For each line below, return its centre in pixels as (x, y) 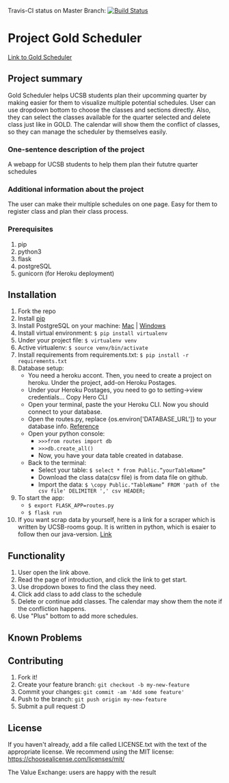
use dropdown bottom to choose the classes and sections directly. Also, (109, 110)
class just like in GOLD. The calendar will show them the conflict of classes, (114, 124)
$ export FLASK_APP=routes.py (71, 506)
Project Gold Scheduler (75, 38)
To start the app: (41, 498)
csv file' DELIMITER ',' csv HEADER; (92, 491)
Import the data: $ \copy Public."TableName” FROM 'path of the (129, 485)
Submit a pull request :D (52, 706)
